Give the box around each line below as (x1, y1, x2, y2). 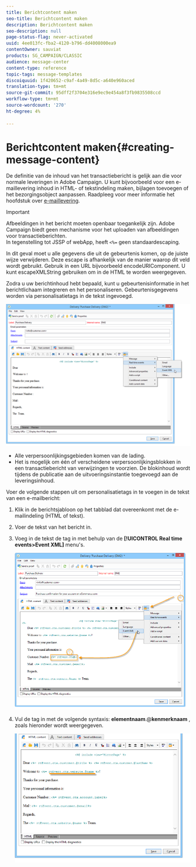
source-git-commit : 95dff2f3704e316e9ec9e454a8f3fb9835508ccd (6, 90, 161, 96)
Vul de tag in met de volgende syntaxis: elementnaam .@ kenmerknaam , (14, 715, 191, 722)
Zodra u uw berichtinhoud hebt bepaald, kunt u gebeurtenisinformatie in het (6, 280, 189, 287)
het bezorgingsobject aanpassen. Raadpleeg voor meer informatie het (6, 191, 175, 198)
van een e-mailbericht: (6, 495, 61, 502)
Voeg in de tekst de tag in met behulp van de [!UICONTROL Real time (14, 535, 183, 542)
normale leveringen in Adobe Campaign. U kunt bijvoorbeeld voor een (6, 179, 175, 186)
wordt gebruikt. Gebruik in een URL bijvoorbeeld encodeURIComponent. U (6, 263, 185, 270)
